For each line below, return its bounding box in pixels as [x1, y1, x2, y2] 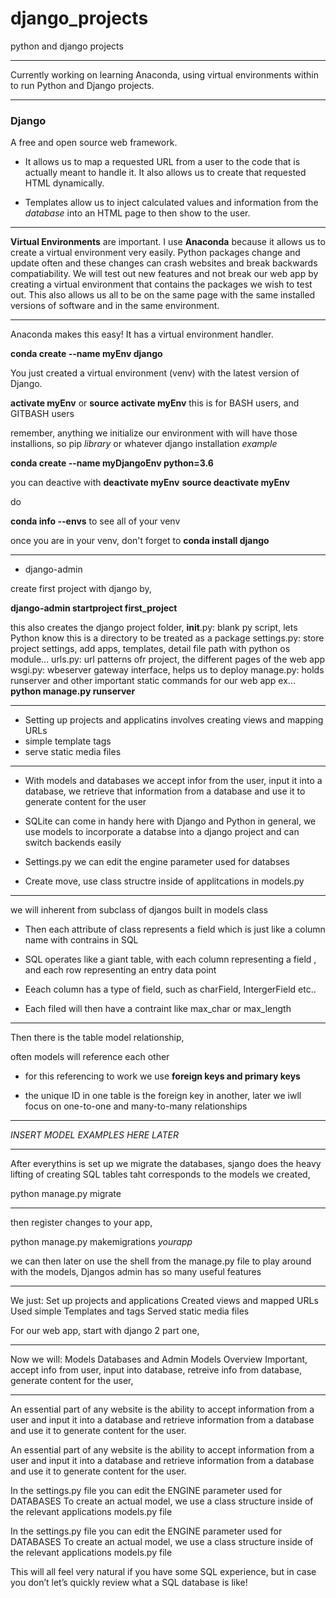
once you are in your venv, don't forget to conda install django [10, 535, 270, 547]
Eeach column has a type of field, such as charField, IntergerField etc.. [24, 983, 317, 996]
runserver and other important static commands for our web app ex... [10, 675, 296, 687]
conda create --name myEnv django [10, 348, 163, 360]
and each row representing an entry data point [24, 964, 217, 976]
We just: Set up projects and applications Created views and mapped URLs [10, 1295, 319, 1307]
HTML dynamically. [24, 177, 105, 189]
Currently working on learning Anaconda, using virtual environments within [10, 68, 319, 81]
